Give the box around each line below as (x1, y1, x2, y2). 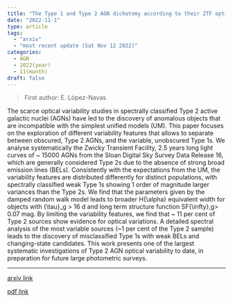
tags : (7, 29, 23, 37)
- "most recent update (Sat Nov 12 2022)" (13, 42, 138, 49)
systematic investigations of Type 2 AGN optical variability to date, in (7, 247, 204, 255)
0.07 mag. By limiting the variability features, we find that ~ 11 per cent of (7, 210, 216, 218)
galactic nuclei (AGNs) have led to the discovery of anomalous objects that (7, 114, 221, 123)
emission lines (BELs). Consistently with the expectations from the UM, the (7, 166, 221, 174)
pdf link (7, 287, 29, 296)
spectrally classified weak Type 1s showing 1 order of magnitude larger (7, 181, 210, 189)
